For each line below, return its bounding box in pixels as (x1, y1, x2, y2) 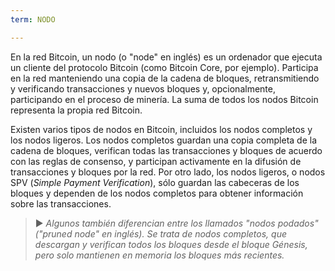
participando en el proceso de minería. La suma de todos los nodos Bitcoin (10, 93, 319, 105)
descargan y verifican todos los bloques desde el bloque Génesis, (34, 238, 308, 250)
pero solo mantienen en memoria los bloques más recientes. (34, 249, 285, 261)
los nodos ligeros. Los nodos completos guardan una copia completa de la (10, 134, 317, 146)
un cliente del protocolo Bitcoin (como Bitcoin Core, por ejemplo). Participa (10, 61, 319, 73)
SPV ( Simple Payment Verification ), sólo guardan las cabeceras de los (10, 176, 300, 188)
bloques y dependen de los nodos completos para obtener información (10, 187, 304, 199)
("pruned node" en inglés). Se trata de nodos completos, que (34, 227, 287, 240)
